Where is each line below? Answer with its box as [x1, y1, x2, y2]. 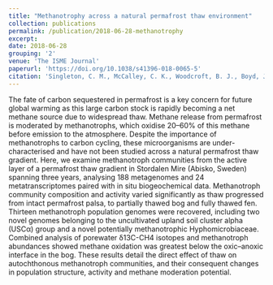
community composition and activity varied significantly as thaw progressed [8, 189, 264, 199]
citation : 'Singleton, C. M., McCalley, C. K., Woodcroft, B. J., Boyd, [8, 72, 260, 80]
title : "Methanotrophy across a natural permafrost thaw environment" [8, 11, 253, 20]
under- [212, 137, 236, 147]
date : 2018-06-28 [8, 42, 67, 50]
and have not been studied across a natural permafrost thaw [56, 146, 259, 156]
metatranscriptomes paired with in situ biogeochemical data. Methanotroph [8, 180, 261, 191]
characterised [8, 146, 55, 156]
